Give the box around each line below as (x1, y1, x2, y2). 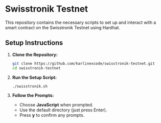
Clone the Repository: (12, 52, 58, 57)
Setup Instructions (5, 39, 63, 47)
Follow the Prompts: (12, 92, 54, 98)
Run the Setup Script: (12, 74, 57, 80)
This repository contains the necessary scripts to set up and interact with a (5, 19, 156, 25)
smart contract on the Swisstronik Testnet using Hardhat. (5, 24, 120, 30)
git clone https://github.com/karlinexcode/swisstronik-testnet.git (12, 61, 155, 66)
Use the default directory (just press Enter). (19, 107, 107, 113)
